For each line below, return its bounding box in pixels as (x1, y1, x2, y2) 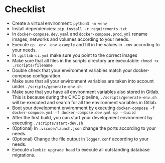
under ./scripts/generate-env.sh (12, 83, 82, 89)
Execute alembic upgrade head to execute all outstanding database (12, 146, 150, 152)
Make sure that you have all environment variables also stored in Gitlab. (12, 89, 160, 95)
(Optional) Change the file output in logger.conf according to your (12, 136, 149, 142)
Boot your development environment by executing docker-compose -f (12, 105, 155, 111)
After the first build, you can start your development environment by (12, 114, 153, 120)
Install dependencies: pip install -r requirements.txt (12, 25, 127, 31)
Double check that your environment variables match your (12, 67, 132, 73)
